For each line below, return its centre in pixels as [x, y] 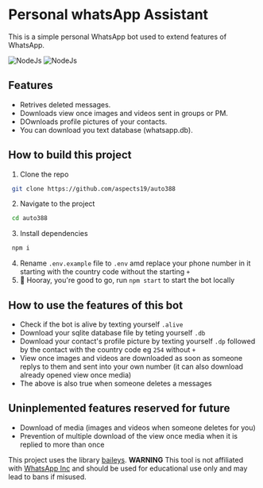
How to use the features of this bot [96, 305]
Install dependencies [54, 234]
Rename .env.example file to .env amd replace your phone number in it [135, 263]
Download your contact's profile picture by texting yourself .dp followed [137, 341]
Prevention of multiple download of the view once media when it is [129, 436]
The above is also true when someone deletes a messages [116, 383]
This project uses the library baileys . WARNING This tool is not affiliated [126, 459]
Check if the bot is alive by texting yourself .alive [101, 324]
